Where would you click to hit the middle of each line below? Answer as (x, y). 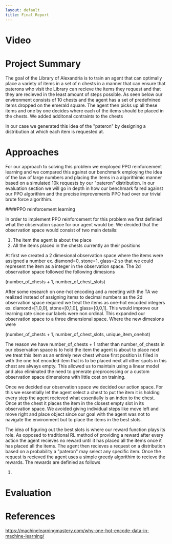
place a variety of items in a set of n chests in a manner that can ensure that (85, 83)
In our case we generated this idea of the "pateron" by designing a (76, 126)
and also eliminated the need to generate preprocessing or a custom (78, 371)
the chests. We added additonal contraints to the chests (64, 116)
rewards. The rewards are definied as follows (53, 462)
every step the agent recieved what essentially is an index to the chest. (80, 398)
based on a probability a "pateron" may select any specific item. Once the (83, 451)
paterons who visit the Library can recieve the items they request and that (83, 89)
